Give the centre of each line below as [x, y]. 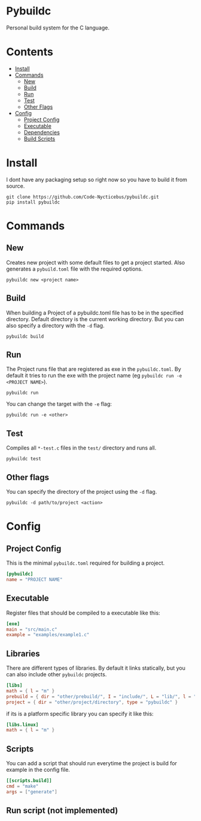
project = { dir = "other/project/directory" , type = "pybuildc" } [92, 702]
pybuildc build [25, 336]
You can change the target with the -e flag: [59, 404]
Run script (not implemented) [62, 810]
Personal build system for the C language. [58, 28]
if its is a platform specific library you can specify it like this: [80, 714]
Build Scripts [39, 139]
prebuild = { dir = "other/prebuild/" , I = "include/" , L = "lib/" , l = [99, 696]
